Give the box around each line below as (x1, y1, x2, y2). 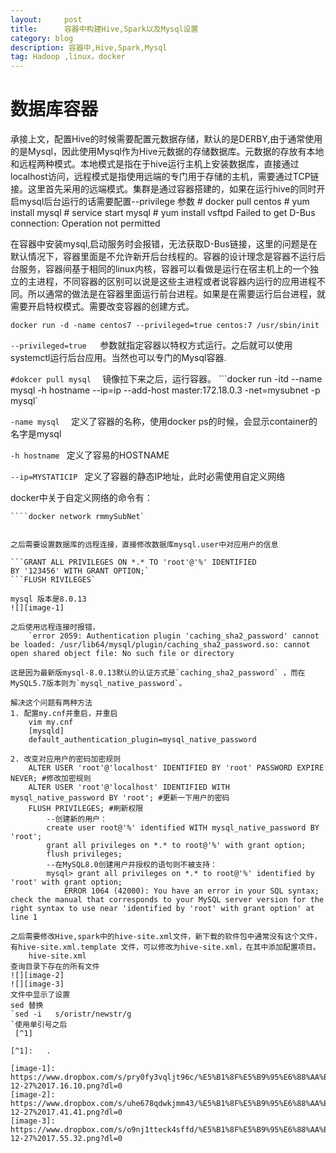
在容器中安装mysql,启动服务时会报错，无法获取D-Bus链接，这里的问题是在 (10, 238, 318, 250)
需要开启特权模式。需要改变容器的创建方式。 (10, 301, 195, 313)
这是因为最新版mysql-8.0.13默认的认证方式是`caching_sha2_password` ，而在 (10, 668, 306, 678)
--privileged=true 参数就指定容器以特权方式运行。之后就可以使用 (10, 339, 293, 351)
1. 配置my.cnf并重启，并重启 (10, 709, 118, 719)
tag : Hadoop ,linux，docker (10, 52, 126, 62)
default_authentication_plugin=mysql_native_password (28, 735, 257, 745)
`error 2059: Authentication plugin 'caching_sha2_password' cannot (28, 631, 320, 641)
